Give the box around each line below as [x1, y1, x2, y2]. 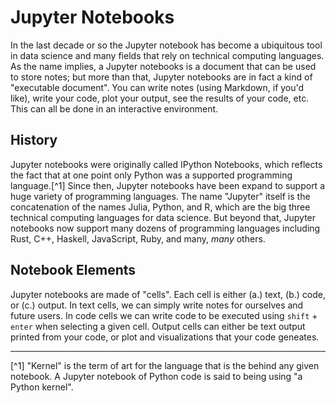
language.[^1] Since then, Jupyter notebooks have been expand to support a [10, 179, 326, 191]
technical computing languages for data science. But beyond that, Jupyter [10, 211, 317, 223]
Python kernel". [10, 381, 74, 393]
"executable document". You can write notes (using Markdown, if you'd [10, 81, 305, 93]
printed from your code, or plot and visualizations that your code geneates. [10, 331, 320, 343]
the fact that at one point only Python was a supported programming [10, 169, 293, 181]
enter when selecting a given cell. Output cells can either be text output [10, 320, 306, 332]
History [10, 132, 58, 149]
